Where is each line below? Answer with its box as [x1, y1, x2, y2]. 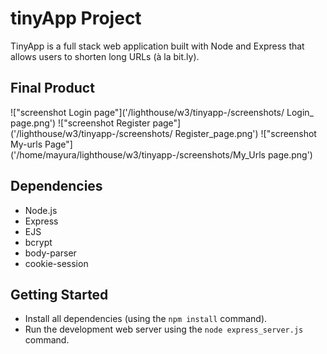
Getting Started [10, 286, 109, 303]
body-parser [24, 247, 77, 259]
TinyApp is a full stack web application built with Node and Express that [10, 40, 305, 52]
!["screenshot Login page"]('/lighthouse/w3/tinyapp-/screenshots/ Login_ [10, 106, 314, 118]
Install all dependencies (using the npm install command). [24, 313, 268, 325]
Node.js [24, 204, 58, 216]
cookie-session [24, 257, 89, 269]
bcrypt [24, 236, 53, 248]
